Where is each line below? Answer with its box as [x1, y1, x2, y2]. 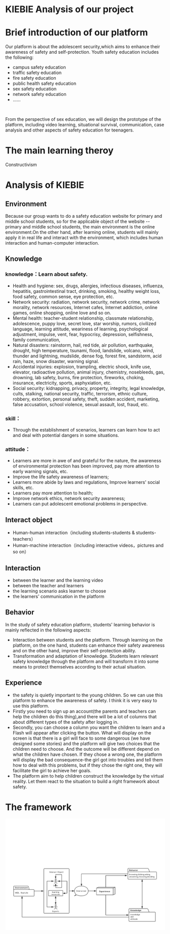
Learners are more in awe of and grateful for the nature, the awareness [12, 458, 161, 464]
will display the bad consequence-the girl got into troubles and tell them [12, 756, 163, 762]
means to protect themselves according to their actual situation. [12, 663, 146, 670]
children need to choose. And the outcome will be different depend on [12, 746, 160, 752]
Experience [5, 679, 42, 687]
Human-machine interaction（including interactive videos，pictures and [12, 542, 164, 549]
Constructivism [5, 161, 37, 168]
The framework [5, 801, 72, 813]
